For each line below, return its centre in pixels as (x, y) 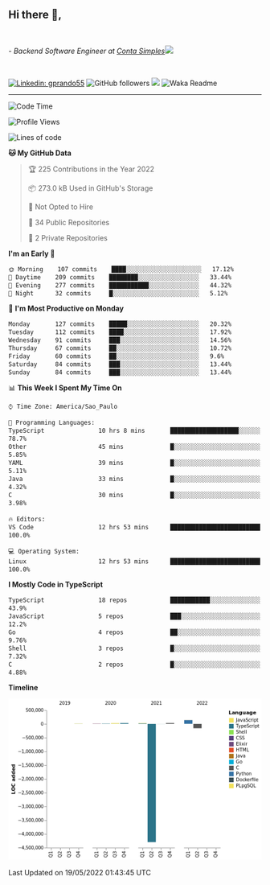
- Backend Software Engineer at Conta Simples (87, 51)
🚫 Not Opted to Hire (61, 207)
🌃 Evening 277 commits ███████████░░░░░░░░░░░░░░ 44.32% (120, 285)
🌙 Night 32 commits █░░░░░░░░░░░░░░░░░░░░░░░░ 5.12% (118, 293)
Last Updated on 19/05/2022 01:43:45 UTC (80, 872)
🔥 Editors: (27, 519)
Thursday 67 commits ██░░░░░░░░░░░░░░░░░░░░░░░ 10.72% (120, 348)
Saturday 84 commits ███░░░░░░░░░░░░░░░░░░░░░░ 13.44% (120, 364)
